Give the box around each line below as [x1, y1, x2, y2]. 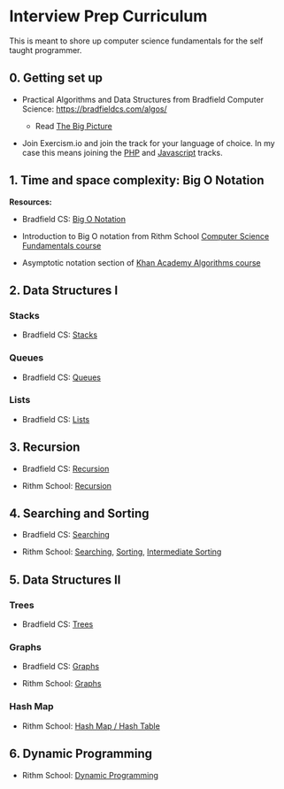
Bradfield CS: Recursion [21, 463, 110, 474]
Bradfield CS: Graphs [21, 661, 100, 672]
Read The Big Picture [35, 120, 112, 131]
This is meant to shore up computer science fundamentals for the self [9, 35, 264, 46]
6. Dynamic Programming [9, 746, 153, 762]
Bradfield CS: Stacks [21, 329, 98, 340]
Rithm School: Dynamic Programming [21, 770, 159, 780]
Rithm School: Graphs [21, 678, 102, 689]
